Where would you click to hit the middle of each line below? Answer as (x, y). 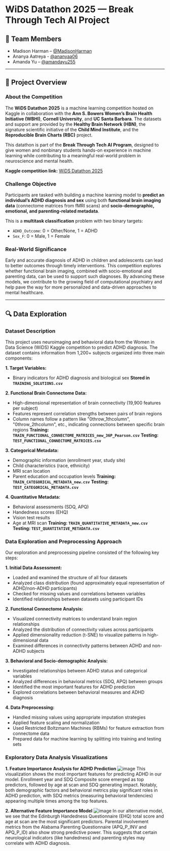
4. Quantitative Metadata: (33, 497)
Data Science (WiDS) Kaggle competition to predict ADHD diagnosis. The (81, 347)
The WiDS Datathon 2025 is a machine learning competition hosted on (79, 108)
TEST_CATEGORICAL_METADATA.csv (46, 487)
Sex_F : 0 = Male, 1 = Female (41, 236)
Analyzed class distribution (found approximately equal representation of (89, 583)
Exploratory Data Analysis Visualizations (56, 758)
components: (19, 358)
